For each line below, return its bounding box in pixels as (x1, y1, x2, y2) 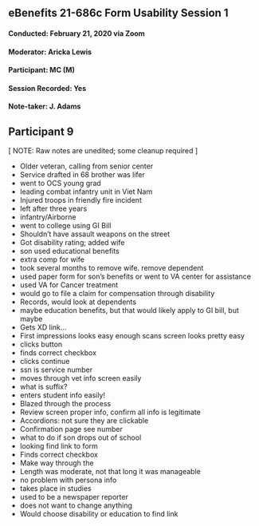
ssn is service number (19, 365, 93, 374)
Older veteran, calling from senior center (19, 161, 154, 171)
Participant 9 (8, 125, 74, 138)
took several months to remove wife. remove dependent (19, 263, 204, 273)
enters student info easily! (19, 390, 106, 400)
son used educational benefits (19, 247, 120, 256)
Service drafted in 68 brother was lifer (19, 170, 146, 180)
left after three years (19, 204, 88, 214)
